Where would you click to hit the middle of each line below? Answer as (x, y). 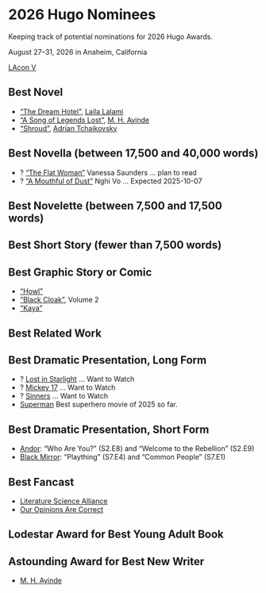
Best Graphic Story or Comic (80, 272)
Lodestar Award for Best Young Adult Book (116, 535)
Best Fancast (41, 482)
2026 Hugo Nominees (82, 15)
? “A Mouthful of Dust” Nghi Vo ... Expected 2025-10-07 (111, 181)
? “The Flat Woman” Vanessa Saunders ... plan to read (108, 172)
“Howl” (31, 291)
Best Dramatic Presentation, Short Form (109, 429)
